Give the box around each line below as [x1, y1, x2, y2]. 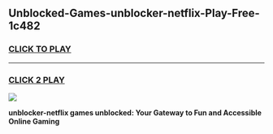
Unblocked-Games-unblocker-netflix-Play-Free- [8, 6, 260, 20]
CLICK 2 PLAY [8, 74, 65, 85]
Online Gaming [8, 116, 60, 126]
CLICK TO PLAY [8, 44, 71, 55]
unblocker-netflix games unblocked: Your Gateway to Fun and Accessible [8, 107, 262, 117]
